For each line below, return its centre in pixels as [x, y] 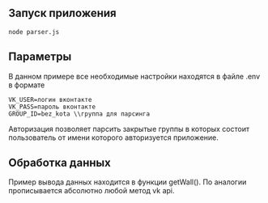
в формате [27, 85]
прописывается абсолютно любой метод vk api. [91, 191]
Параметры [40, 57]
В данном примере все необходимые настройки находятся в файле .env [134, 76]
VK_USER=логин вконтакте [50, 99]
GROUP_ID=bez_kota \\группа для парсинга [79, 114]
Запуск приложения [62, 13]
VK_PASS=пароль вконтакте [52, 107]
